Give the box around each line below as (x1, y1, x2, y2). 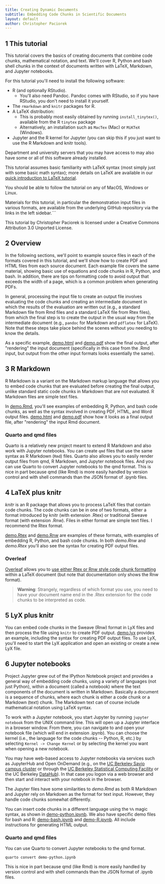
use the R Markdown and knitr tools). (12, 140, 88, 146)
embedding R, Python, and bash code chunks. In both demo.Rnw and (5, 538, 146, 543)
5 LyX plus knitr (5, 611, 54, 620)
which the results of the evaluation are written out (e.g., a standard (5, 304, 140, 310)
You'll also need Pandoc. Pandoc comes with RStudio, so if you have (19, 93, 159, 99)
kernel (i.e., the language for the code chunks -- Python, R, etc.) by (5, 735, 141, 741)
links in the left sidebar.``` (5, 210, 57, 216)
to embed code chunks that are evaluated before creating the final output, (5, 383, 155, 389)
